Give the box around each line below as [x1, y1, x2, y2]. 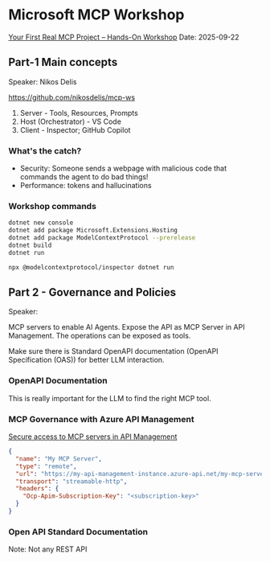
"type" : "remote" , [15, 462, 78, 470]
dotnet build [8, 241, 52, 249]
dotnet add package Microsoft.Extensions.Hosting [8, 227, 178, 235]
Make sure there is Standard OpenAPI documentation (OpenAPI [8, 347, 219, 356]
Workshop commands [8, 200, 96, 211]
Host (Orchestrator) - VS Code [19, 117, 122, 126]
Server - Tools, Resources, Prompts [19, 108, 138, 117]
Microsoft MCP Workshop [8, 6, 185, 24]
